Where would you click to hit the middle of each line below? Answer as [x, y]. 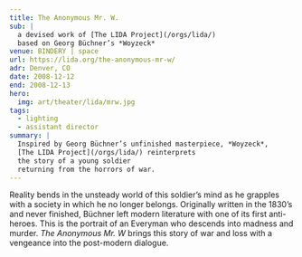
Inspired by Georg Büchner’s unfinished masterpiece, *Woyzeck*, [143, 144]
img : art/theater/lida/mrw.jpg [76, 102]
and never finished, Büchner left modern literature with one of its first [138, 214]
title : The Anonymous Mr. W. [64, 18]
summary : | [30, 136]
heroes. [24, 224]
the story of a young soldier [74, 161]
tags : [19, 110]
